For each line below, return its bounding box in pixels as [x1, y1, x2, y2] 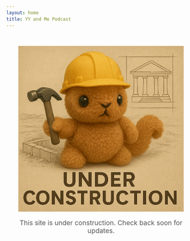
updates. [87, 226, 115, 235]
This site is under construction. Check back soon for [19, 218, 183, 227]
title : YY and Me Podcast [6, 16, 71, 22]
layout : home [6, 10, 39, 16]
